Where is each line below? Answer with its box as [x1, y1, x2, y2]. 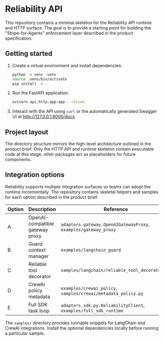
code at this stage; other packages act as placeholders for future [5, 151, 136, 157]
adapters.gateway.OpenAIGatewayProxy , [61, 221, 150, 228]
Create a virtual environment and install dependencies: [12, 62, 123, 68]
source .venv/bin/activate [12, 77, 67, 81]
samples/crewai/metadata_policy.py [61, 290, 143, 296]
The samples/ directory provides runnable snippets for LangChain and [5, 320, 145, 326]
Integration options [5, 171, 65, 179]
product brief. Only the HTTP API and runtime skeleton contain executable [5, 146, 154, 152]
